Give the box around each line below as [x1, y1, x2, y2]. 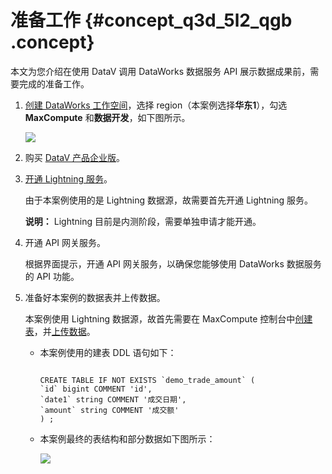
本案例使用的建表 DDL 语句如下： [39, 346, 177, 358]
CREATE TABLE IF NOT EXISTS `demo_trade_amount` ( [39, 375, 256, 385]
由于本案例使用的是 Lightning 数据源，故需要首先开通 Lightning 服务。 [24, 194, 314, 206]
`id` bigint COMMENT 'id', [39, 384, 153, 394]
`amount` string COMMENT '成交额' [39, 405, 180, 415]
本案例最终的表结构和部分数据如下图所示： [39, 432, 216, 445]
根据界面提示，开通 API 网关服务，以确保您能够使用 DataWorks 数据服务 [24, 257, 322, 270]
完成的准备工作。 [18, 77, 90, 90]
